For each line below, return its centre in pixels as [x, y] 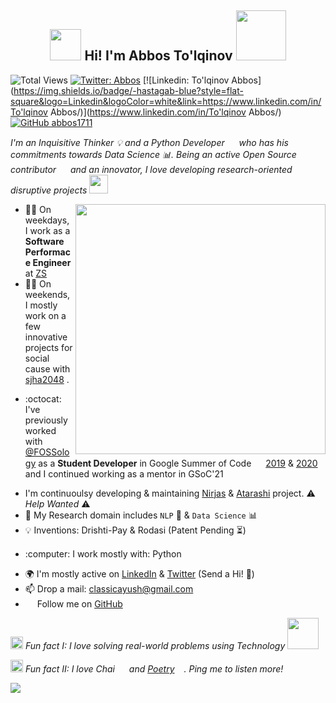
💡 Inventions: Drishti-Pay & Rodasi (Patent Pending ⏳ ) [135, 530]
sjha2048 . [47, 379]
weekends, [47, 294]
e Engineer [48, 262]
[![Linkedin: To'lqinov [186, 80]
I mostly [41, 305]
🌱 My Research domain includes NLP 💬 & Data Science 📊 [141, 515]
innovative [46, 337]
